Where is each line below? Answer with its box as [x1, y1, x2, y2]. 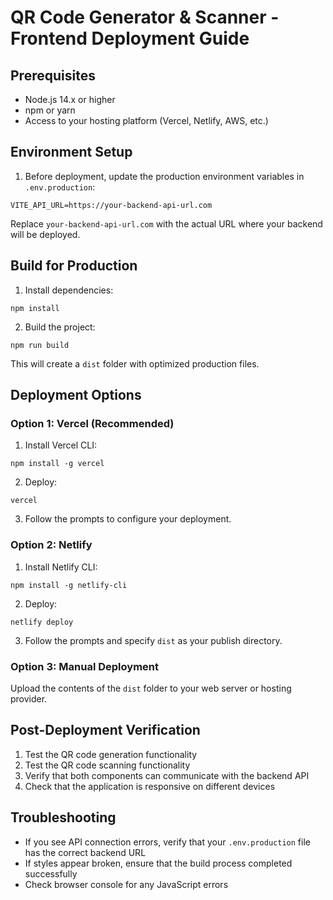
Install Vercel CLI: [24, 439, 98, 451]
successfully [24, 867, 78, 880]
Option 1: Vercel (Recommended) [10, 416, 175, 430]
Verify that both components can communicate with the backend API [24, 769, 310, 781]
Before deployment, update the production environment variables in [24, 170, 305, 182]
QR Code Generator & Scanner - [10, 6, 280, 29]
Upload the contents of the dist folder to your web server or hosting [10, 682, 292, 694]
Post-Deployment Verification [10, 722, 201, 739]
